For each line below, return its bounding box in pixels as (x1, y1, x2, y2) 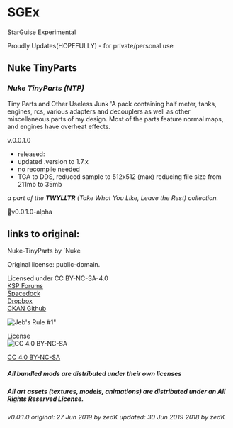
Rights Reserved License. (7, 395, 84, 403)
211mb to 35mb (17, 180, 62, 188)
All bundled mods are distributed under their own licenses (7, 370, 182, 378)
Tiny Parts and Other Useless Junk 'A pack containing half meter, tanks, (7, 99, 217, 108)
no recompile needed (17, 165, 80, 173)
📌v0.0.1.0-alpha (7, 207, 53, 216)
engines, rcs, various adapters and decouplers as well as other (7, 107, 191, 116)
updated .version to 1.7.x (17, 157, 89, 165)
